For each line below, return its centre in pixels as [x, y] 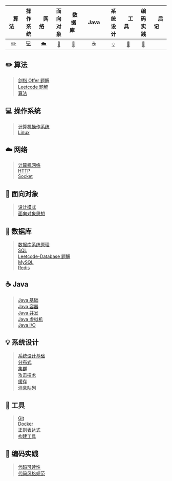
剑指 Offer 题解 [34, 80]
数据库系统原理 [34, 245]
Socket [25, 176]
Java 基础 [28, 300]
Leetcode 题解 [33, 87]
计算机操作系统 [34, 126]
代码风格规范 [31, 473]
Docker [26, 424]
